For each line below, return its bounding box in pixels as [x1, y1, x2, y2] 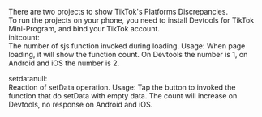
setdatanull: [8, 74, 48, 83]
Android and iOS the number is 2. [8, 58, 120, 68]
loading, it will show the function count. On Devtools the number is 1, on [8, 50, 248, 59]
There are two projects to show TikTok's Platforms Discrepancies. [8, 7, 229, 16]
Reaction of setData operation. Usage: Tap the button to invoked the [8, 82, 236, 92]
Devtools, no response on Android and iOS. [8, 100, 153, 109]
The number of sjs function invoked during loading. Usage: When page [8, 41, 246, 51]
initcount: [8, 32, 41, 42]
